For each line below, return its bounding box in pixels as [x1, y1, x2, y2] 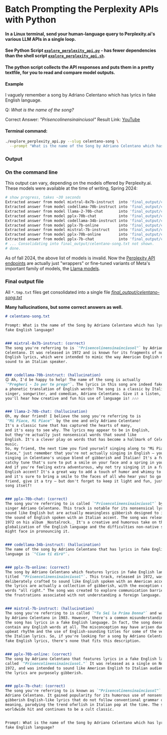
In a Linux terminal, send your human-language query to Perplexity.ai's [5, 31, 156, 37]
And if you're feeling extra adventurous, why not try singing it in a [5, 465, 157, 470]
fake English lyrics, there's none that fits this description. [5, 638, 141, 643]
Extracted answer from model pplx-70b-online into [5, 232, 128, 237]
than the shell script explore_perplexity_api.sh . [5, 53, 105, 59]
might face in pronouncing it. [5, 529, 70, 534]
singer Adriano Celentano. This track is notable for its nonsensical [5, 506, 155, 511]
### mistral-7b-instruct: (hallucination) [5, 606, 94, 611]
